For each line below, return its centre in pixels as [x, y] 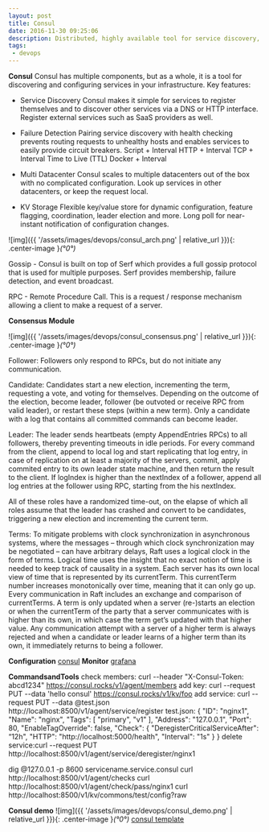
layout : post [30, 16]
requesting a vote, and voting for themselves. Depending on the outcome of [134, 393]
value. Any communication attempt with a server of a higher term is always [132, 628]
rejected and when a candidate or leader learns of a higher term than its [127, 637]
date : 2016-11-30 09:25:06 [53, 31]
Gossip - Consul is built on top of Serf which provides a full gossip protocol [132, 264]
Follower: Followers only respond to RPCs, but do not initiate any [115, 360]
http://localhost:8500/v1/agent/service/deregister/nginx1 [102, 753]
